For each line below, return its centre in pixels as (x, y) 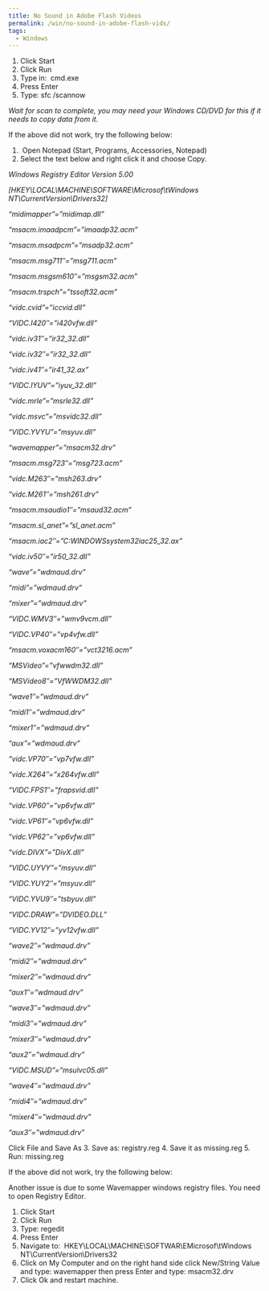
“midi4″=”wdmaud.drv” (47, 1101)
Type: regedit (42, 1229)
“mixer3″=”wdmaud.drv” (50, 1039)
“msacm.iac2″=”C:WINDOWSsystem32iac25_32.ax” (96, 541)
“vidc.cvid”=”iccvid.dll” (47, 308)
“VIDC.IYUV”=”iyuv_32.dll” (53, 386)
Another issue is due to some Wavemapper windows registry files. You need (134, 1188)
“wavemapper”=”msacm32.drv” (62, 447)
